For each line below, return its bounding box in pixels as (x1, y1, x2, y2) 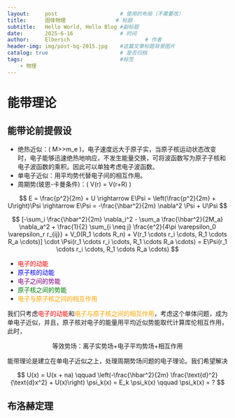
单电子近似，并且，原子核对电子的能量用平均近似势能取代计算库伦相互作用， (7, 318, 228, 326)
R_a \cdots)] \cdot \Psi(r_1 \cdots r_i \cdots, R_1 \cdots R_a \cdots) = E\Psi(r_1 (8, 237, 227, 245)
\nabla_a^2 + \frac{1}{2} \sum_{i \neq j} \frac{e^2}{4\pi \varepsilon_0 (18, 222, 217, 231)
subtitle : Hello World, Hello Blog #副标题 (7, 23, 139, 30)
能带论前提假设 (7, 125, 72, 137)
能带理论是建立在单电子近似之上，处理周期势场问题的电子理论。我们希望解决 (7, 356, 228, 365)
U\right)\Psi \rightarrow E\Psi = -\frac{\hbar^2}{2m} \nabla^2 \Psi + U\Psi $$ (7, 201, 228, 210)
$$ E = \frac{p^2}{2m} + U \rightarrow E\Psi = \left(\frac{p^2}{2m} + (18, 194, 217, 202)
